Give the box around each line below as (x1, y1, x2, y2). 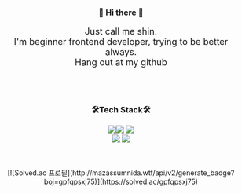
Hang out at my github (75, 57, 167, 68)
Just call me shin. (84, 25, 158, 37)
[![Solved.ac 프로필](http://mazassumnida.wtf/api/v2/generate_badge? (7, 168, 235, 178)
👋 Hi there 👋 (98, 7, 144, 18)
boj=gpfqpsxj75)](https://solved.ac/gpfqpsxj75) (43, 177, 199, 187)
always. (105, 46, 137, 57)
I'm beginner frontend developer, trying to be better (13, 35, 229, 47)
